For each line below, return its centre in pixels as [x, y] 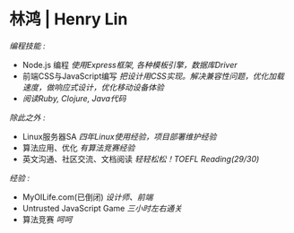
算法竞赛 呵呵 [47, 219]
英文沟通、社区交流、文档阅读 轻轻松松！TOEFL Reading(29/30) [141, 159]
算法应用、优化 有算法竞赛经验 [78, 147]
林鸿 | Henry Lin [69, 19]
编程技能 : [27, 46]
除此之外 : [27, 117]
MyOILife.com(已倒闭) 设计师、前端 [87, 197]
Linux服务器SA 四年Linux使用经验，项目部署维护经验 [119, 136]
